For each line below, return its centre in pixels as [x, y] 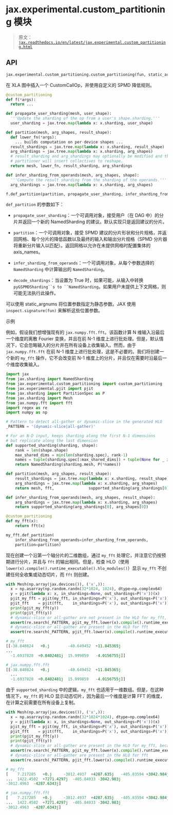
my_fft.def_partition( [30, 535]
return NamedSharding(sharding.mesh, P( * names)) [68, 465]
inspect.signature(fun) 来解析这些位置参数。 [54, 311]
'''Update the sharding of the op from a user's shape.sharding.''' [85, 119]
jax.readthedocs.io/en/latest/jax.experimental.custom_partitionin [92, 42]
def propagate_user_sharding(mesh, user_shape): [59, 114]
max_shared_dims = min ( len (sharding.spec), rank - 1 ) [71, 455]
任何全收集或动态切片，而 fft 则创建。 [51, 574]
